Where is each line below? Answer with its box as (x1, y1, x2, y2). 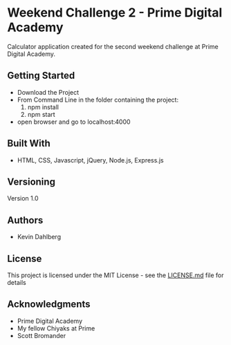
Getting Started (7, 70, 75, 82)
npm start (27, 110, 55, 118)
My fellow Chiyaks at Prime (17, 324, 95, 333)
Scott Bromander (17, 331, 66, 339)
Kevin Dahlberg (17, 233, 61, 241)
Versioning (7, 176, 55, 187)
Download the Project (17, 88, 80, 96)
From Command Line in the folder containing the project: (17, 95, 178, 104)
